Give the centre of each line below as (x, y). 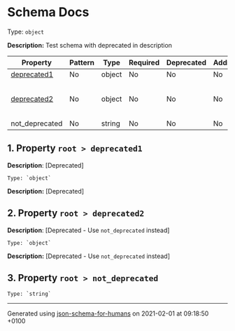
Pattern (82, 62)
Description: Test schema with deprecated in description (90, 45)
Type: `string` (29, 294)
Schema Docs (48, 12)
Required (144, 62)
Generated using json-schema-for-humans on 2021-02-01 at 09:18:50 (108, 313)
